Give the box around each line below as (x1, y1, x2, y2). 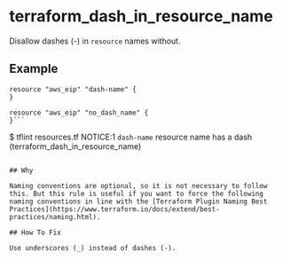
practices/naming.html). (9, 212, 101, 221)
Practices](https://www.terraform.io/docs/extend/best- (9, 204, 220, 214)
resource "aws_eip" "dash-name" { (9, 84, 137, 94)
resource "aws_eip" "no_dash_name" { (9, 108, 149, 117)
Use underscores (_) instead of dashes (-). (9, 243, 176, 252)
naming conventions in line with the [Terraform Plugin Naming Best (9, 197, 268, 206)
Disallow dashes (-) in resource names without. (9, 36, 181, 46)
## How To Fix (9, 228, 62, 237)
